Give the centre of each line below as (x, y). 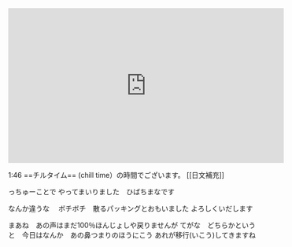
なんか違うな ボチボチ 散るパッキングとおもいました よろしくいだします (131, 208)
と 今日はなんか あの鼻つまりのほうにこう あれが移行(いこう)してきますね (132, 235)
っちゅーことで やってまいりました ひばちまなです (92, 192)
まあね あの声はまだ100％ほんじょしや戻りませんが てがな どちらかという (132, 225)
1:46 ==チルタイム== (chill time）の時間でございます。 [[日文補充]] (116, 175)
